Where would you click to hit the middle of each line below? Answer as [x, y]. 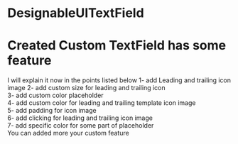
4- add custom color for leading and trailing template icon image [102, 103]
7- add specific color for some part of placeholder [81, 126]
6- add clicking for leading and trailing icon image [80, 118]
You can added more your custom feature [68, 133]
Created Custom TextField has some [117, 46]
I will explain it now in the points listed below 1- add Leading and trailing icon [119, 80]
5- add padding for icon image [52, 111]
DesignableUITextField [76, 13]
